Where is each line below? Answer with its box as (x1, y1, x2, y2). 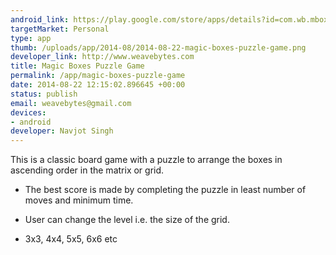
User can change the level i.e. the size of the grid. (24, 214, 230, 226)
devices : (10, 107, 47, 118)
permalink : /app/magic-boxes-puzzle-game (10, 71, 186, 81)
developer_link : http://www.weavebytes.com (10, 52, 195, 62)
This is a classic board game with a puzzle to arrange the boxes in (10, 154, 283, 166)
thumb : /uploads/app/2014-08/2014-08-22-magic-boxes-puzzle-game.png (10, 42, 307, 53)
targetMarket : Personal (10, 24, 110, 34)
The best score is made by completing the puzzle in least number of (24, 184, 307, 196)
